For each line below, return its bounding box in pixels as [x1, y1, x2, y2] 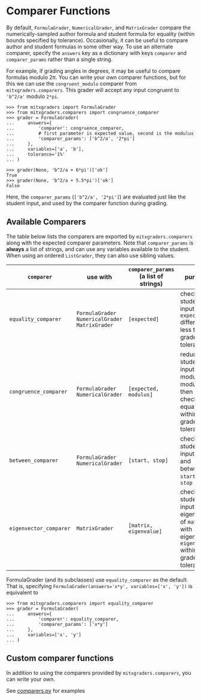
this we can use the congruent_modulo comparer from [6, 80, 137, 87]
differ [180, 318, 196, 326]
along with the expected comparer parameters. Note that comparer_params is [6, 239, 194, 246]
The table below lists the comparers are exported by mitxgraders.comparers [6, 233, 193, 240]
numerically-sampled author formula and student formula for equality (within [6, 30, 195, 37]
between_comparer [9, 457, 59, 464]
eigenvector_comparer [9, 525, 71, 531]
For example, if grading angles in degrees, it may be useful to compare [6, 67, 181, 74]
